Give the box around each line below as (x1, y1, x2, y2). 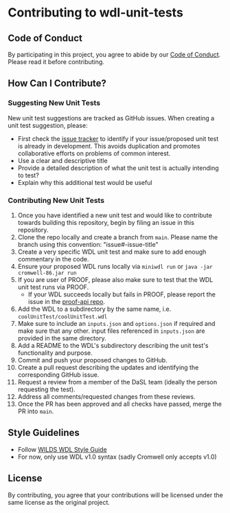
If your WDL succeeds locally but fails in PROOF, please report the (27, 290, 216, 298)
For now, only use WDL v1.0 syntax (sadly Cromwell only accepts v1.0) (17, 452, 217, 461)
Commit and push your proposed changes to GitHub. (17, 356, 168, 364)
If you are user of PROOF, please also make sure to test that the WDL (17, 275, 214, 283)
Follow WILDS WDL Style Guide (17, 445, 107, 453)
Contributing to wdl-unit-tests (8, 5, 184, 21)
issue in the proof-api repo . (27, 297, 106, 305)
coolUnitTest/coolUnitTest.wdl (17, 313, 108, 320)
